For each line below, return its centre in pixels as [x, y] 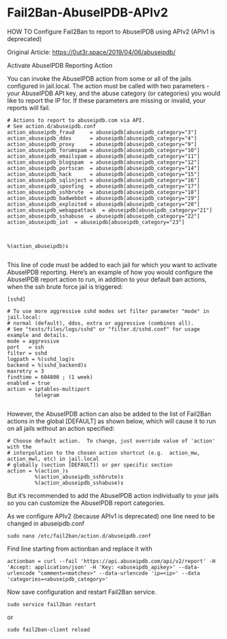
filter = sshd [27, 353]
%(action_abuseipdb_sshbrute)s [79, 477]
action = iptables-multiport [49, 389]
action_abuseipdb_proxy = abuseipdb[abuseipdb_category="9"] [102, 144]
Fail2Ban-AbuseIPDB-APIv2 [88, 13]
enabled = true [29, 383]
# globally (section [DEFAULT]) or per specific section [90, 465]
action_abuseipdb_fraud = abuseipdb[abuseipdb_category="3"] [102, 132]
